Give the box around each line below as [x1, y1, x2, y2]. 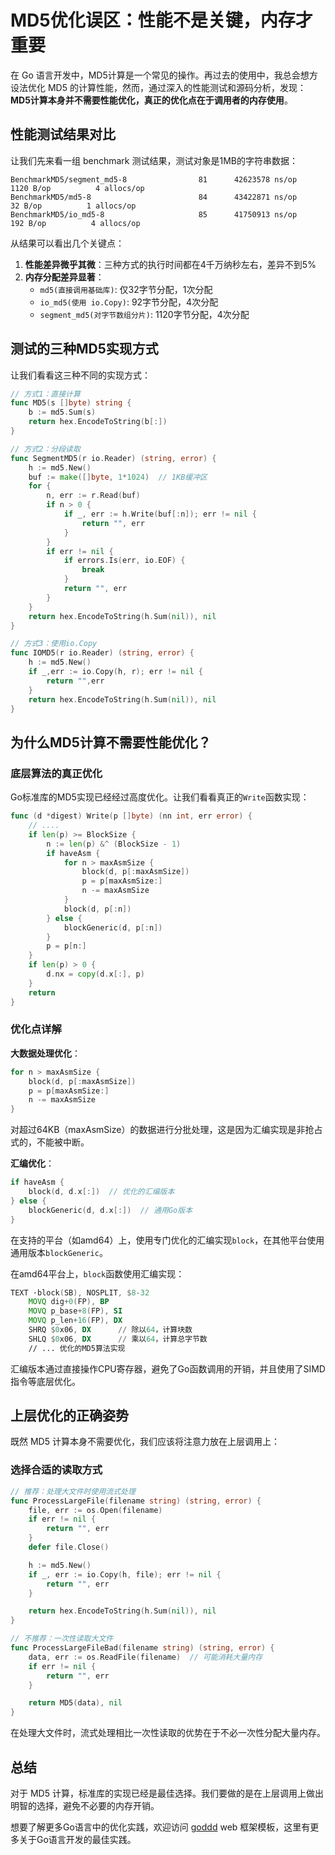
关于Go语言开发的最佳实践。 [18, 1833, 137, 1845]
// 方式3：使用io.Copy [10, 639, 98, 649]
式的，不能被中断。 [10, 1136, 90, 1148]
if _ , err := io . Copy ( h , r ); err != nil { [28, 667, 204, 677]
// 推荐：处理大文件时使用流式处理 [10, 1486, 136, 1496]
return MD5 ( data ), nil [28, 1698, 123, 1708]
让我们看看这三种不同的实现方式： [10, 369, 151, 381]
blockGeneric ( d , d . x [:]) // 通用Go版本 [28, 1205, 193, 1215]
